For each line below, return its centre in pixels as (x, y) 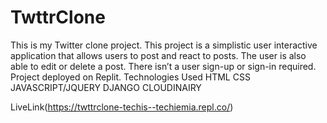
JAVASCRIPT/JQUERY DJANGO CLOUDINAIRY (106, 87)
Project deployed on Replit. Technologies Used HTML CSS (130, 77)
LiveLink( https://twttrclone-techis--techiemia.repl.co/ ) (122, 107)
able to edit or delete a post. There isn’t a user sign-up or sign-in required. (163, 66)
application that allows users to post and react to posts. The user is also (158, 55)
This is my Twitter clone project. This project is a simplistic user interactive (164, 45)
